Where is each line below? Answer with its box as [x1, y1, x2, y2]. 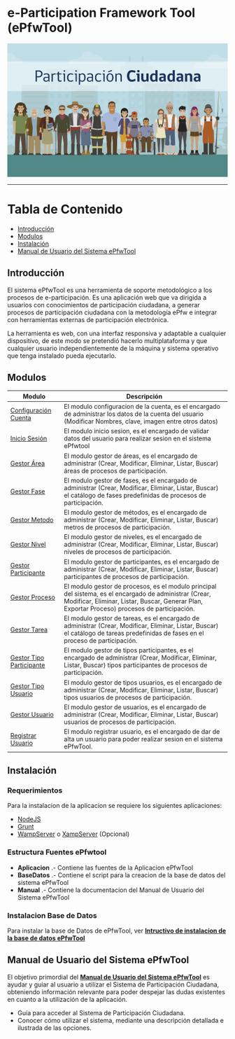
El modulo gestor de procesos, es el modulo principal [64, 582, 217, 590]
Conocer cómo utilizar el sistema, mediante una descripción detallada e [17, 1016, 224, 1024]
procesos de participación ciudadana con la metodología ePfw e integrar [7, 308, 218, 316]
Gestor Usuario [10, 710, 55, 718]
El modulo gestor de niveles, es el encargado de [64, 533, 202, 541]
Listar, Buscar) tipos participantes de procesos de [64, 661, 208, 669]
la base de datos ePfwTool [7, 933, 85, 942]
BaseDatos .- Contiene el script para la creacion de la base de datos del [17, 870, 226, 879]
